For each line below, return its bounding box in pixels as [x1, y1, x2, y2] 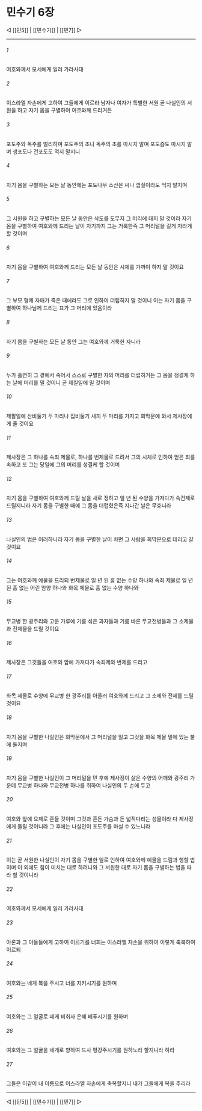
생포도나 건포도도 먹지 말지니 [12, 148, 81, 155]
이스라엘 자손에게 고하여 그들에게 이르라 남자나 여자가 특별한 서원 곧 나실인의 [6, 99, 186, 106]
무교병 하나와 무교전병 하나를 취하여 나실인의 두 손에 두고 [17, 782, 151, 789]
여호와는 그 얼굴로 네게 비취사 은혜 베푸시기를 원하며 [6, 1013, 128, 1020]
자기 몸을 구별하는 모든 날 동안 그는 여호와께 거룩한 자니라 [6, 338, 141, 345]
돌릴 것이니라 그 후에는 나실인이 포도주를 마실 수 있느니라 [17, 823, 151, 830]
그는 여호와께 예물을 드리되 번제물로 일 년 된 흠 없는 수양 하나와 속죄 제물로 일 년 [6, 577, 194, 584]
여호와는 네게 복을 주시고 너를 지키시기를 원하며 [6, 979, 117, 987]
